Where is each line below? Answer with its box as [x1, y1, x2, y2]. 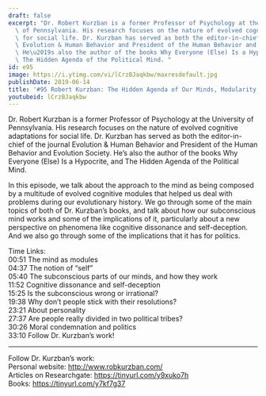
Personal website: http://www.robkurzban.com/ [8, 362, 163, 371]
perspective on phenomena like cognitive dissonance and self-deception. [8, 223, 248, 233]
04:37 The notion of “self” [8, 263, 93, 273]
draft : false [8, 11, 51, 20]
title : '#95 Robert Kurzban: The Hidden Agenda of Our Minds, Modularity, [8, 85, 260, 94]
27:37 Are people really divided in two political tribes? [8, 314, 184, 324]
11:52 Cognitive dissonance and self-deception [8, 280, 161, 290]
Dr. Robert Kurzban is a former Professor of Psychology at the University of [8, 114, 254, 124]
